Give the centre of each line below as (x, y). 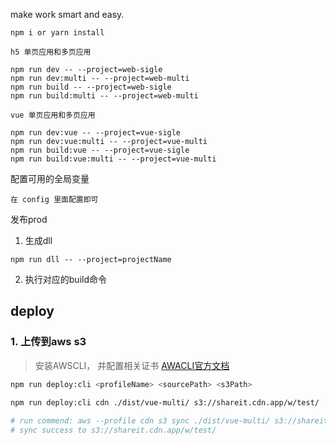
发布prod (29, 219)
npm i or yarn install (57, 33)
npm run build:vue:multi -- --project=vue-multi (113, 159)
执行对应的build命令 (66, 279)
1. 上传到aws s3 (48, 342)
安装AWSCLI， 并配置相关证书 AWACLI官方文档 (132, 365)
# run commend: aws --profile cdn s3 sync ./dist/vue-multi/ (140, 421)
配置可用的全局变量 (50, 178)
